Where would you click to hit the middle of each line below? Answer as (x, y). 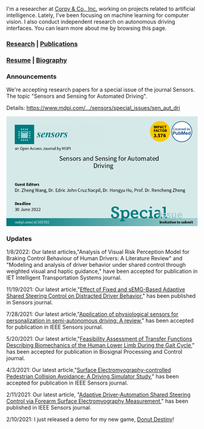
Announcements (32, 77)
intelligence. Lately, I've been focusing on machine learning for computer (98, 15)
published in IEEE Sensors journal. (49, 407)
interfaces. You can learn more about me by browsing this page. (87, 28)
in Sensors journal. (30, 302)
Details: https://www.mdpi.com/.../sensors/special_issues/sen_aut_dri (93, 108)
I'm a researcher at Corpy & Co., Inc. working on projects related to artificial (101, 9)
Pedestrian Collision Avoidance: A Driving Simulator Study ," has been (93, 376)
